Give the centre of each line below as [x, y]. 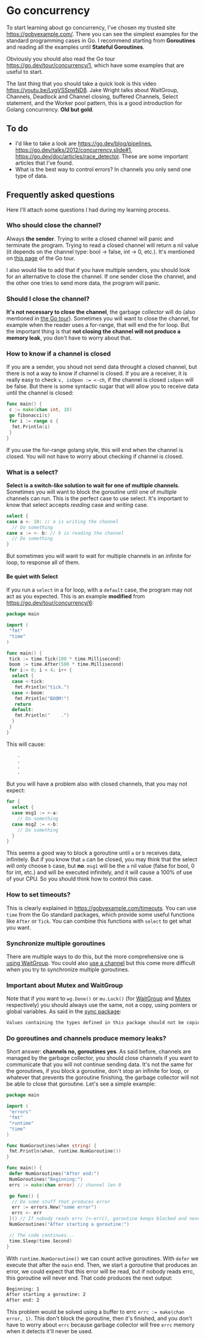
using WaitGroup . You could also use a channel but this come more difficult [101, 963]
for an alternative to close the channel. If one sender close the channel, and [101, 276]
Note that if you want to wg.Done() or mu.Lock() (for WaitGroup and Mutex [99, 998]
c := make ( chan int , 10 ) [40, 410]
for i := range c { [34, 421]
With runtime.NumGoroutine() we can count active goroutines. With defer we [103, 1258]
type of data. [31, 176]
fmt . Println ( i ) [31, 427]
